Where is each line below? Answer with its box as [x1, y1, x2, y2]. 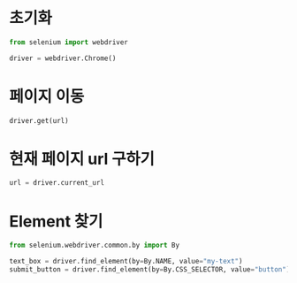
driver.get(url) [9, 116, 69, 125]
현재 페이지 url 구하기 [9, 149, 155, 169]
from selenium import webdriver [9, 37, 128, 47]
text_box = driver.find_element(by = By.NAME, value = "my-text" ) [9, 257, 243, 266]
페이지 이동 [9, 86, 85, 106]
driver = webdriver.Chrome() [9, 54, 117, 63]
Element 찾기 [9, 211, 103, 231]
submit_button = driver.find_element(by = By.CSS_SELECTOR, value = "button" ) [9, 265, 291, 274]
